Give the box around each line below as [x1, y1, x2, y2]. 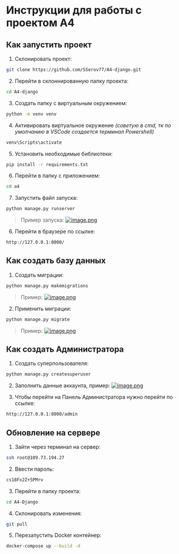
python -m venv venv [6, 111, 57, 117]
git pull [6, 521, 28, 527]
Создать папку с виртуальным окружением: [14, 99, 128, 106]
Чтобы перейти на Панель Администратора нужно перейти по [14, 394, 173, 401]
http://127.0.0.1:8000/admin [6, 412, 78, 417]
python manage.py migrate [6, 316, 70, 322]
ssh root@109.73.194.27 [6, 455, 65, 461]
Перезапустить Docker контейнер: [14, 532, 102, 539]
